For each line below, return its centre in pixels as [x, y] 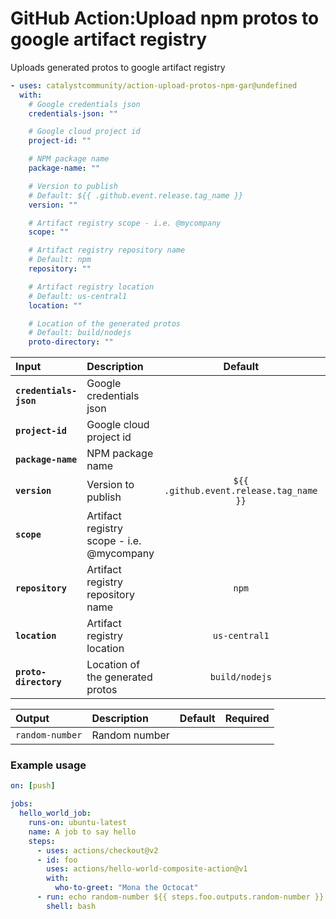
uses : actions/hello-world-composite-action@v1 [147, 869]
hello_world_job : [55, 813]
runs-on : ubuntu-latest [78, 823]
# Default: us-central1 [78, 296]
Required [247, 719]
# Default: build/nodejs [80, 333]
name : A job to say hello [82, 832]
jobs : [21, 804]
